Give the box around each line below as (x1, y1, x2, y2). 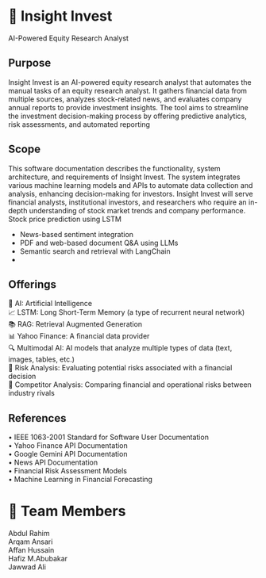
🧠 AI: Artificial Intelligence (8, 299, 93, 308)
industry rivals (8, 389, 56, 398)
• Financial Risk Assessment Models (8, 466, 128, 476)
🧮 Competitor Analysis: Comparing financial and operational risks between (8, 380, 252, 389)
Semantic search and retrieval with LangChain (19, 246, 171, 256)
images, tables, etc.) (8, 354, 75, 364)
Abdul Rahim (8, 529, 50, 538)
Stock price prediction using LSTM (8, 214, 121, 224)
